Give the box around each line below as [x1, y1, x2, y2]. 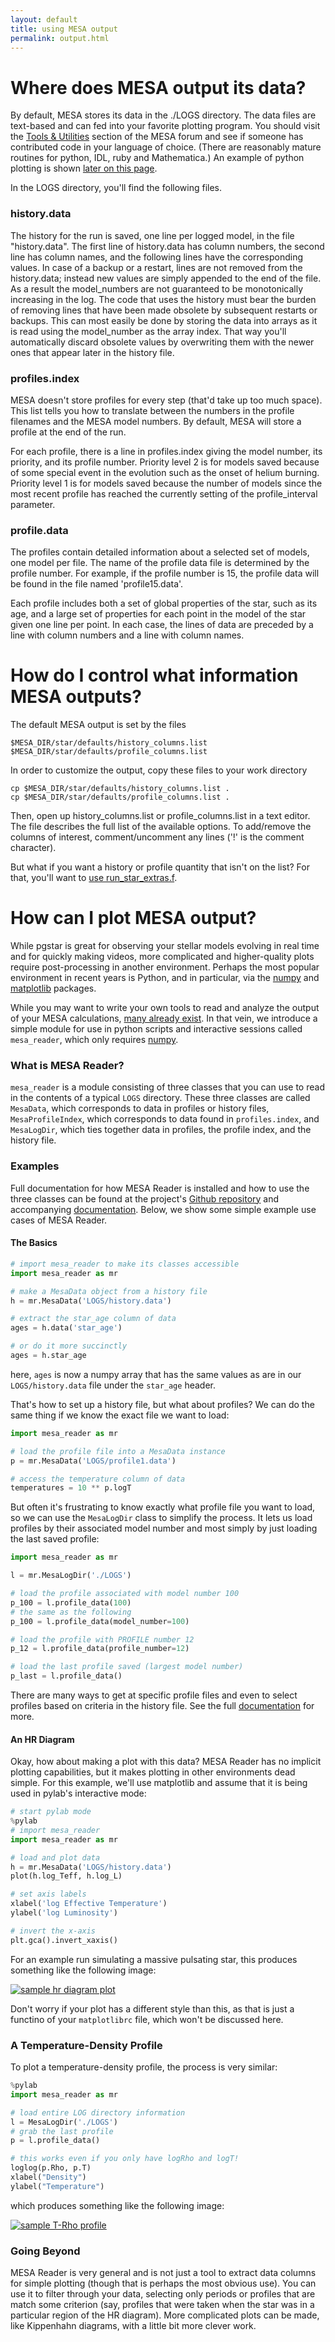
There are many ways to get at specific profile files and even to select [10, 1689, 298, 1701]
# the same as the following [10, 1607, 132, 1617]
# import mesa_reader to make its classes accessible [10, 1259, 240, 1269]
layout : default [10, 14, 78, 25]
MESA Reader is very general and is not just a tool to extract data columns [10, 2267, 317, 2279]
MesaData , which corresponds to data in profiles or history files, [10, 1102, 270, 1115]
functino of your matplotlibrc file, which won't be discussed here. [10, 2013, 284, 2025]
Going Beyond [10, 2244, 81, 2258]
